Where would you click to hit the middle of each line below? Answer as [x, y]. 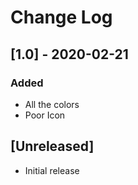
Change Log [61, 17]
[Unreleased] [52, 146]
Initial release [52, 170]
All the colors [52, 104]
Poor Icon [45, 115]
